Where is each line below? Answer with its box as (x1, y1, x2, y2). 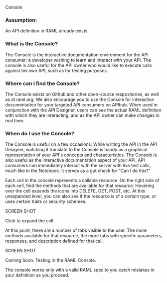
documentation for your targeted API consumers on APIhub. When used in (5, 101, 158, 107)
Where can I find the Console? (5, 80, 80, 87)
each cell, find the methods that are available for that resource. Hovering (5, 183, 155, 189)
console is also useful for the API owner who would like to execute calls (5, 62, 152, 68)
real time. (5, 117, 24, 123)
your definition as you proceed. (5, 272, 70, 278)
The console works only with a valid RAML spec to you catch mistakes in (5, 267, 155, 273)
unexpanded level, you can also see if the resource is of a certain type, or (5, 193, 157, 199)
